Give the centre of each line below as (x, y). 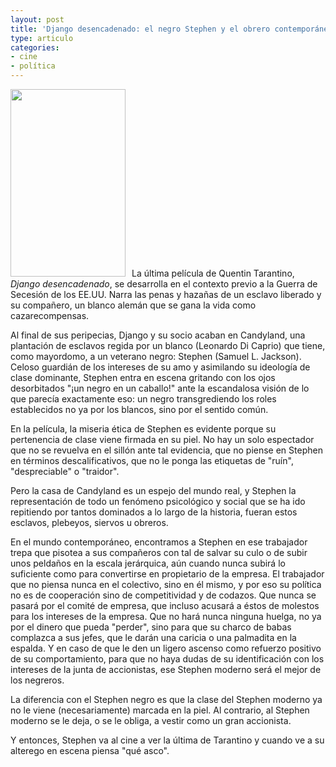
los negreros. (37, 680)
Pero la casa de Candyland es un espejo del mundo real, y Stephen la (153, 490)
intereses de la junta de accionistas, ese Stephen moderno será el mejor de (166, 669)
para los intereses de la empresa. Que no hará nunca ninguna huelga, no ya (166, 616)
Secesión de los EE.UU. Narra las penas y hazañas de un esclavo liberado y (166, 294)
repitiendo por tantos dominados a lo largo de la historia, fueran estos (154, 512)
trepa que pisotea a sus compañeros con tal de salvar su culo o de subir (159, 552)
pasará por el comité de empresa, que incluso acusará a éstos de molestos (165, 605)
